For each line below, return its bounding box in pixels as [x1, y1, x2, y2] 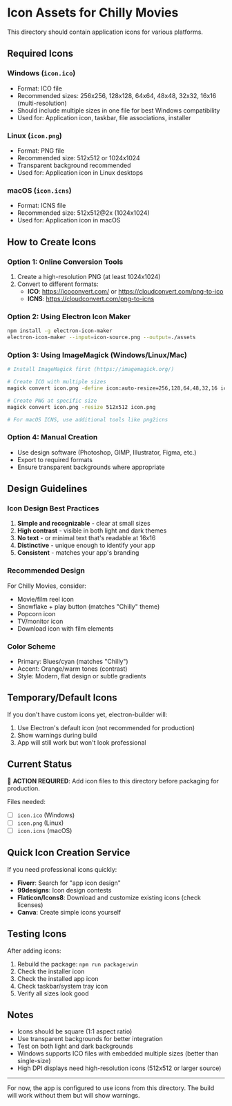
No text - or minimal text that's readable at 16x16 [17, 534, 156, 542]
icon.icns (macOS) [17, 826, 72, 835]
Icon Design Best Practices [7, 504, 99, 513]
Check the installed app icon [17, 974, 99, 982]
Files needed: [7, 797, 46, 805]
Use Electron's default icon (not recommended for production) [17, 723, 195, 732]
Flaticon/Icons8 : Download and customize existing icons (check [17, 893, 202, 902]
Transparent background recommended [17, 161, 131, 169]
